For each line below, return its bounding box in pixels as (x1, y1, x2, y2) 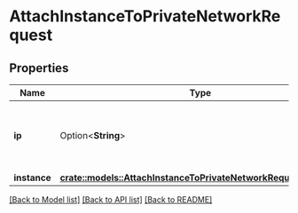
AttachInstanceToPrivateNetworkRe (9, 6, 281, 27)
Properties (9, 60, 69, 75)
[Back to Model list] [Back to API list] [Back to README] (9, 194, 213, 205)
